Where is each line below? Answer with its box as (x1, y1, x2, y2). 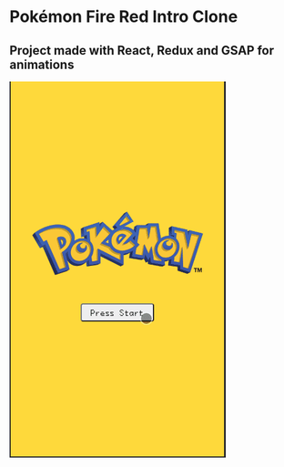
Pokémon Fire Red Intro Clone (9, 6, 238, 27)
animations (9, 56, 75, 72)
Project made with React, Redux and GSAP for (9, 43, 275, 58)
